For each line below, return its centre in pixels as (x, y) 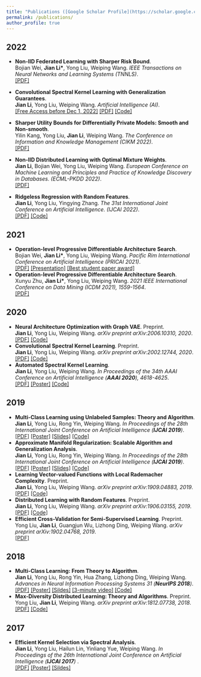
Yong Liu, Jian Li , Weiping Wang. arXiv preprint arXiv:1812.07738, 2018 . (103, 603)
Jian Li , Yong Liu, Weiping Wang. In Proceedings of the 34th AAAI (96, 371)
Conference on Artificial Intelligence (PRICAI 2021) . (78, 262)
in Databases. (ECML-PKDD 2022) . (58, 179)
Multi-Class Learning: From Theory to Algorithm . (77, 571)
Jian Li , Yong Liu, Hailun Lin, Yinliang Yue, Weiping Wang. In (89, 649)
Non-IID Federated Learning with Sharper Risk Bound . (83, 62)
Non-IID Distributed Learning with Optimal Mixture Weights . (91, 160)
